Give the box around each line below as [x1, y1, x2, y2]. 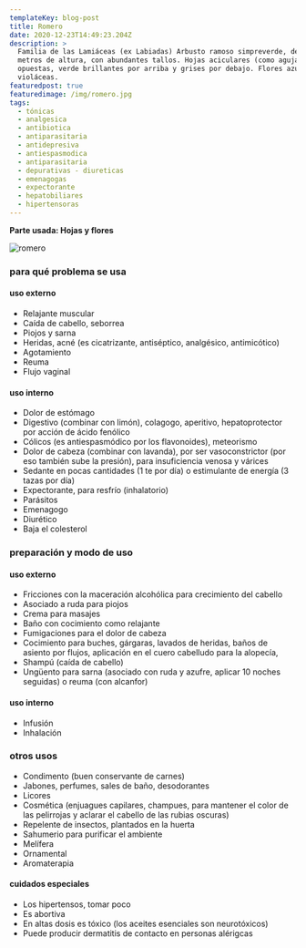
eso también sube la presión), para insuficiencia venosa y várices [22, 456, 269, 467]
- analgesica [17, 115, 67, 124]
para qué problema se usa [9, 265, 127, 278]
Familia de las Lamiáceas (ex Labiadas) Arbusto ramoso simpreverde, [17, 47, 287, 57]
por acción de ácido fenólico [22, 427, 130, 438]
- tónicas [17, 107, 55, 116]
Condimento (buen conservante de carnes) [22, 770, 185, 781]
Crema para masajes [22, 608, 101, 620]
